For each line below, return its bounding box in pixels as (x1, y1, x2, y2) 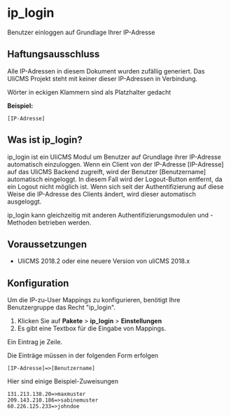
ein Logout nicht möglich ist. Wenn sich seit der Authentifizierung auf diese (7, 182, 224, 190)
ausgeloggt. (7, 197, 42, 206)
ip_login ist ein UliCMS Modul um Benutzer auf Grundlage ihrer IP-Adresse (7, 153, 222, 161)
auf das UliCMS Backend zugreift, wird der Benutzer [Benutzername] (7, 167, 206, 176)
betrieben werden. (38, 218, 92, 227)
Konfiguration (7, 277, 69, 289)
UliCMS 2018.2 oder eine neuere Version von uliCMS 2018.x (17, 257, 190, 265)
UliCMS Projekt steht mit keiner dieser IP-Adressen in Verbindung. (7, 74, 198, 83)
